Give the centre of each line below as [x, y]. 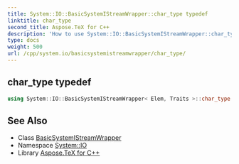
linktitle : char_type [39, 21]
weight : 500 [25, 47]
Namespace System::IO [52, 146]
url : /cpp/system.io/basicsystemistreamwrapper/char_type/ [97, 54]
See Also [27, 120]
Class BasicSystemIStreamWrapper [70, 138]
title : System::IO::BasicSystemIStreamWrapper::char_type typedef [108, 14]
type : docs [23, 40]
